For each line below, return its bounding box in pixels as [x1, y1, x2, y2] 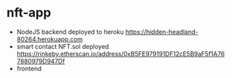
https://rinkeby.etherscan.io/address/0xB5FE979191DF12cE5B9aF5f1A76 [16, 50, 225, 58]
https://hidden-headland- [125, 28, 199, 36]
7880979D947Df [16, 57, 65, 65]
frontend [16, 64, 42, 72]
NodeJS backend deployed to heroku [16, 28, 124, 36]
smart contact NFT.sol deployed [16, 42, 109, 50]
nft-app [6, 5, 52, 21]
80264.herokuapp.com [16, 35, 83, 43]
